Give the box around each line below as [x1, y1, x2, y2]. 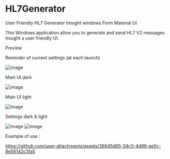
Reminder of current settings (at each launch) [5, 54, 100, 61]
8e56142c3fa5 [5, 148, 35, 154]
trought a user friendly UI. [5, 35, 59, 41]
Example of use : [5, 133, 40, 139]
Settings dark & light [5, 113, 48, 120]
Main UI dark [5, 74, 32, 80]
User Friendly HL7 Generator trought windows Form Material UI [5, 20, 137, 26]
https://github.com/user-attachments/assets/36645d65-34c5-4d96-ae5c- [5, 143, 161, 149]
